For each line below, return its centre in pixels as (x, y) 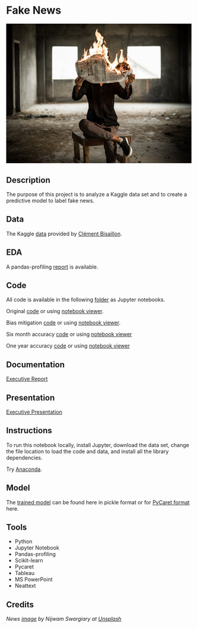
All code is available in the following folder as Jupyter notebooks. (86, 300)
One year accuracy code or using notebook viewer (68, 346)
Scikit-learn (29, 561)
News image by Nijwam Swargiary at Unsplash (64, 619)
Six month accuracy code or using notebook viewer (69, 335)
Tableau (25, 573)
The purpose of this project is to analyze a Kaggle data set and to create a (97, 194)
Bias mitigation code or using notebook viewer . (63, 323)
